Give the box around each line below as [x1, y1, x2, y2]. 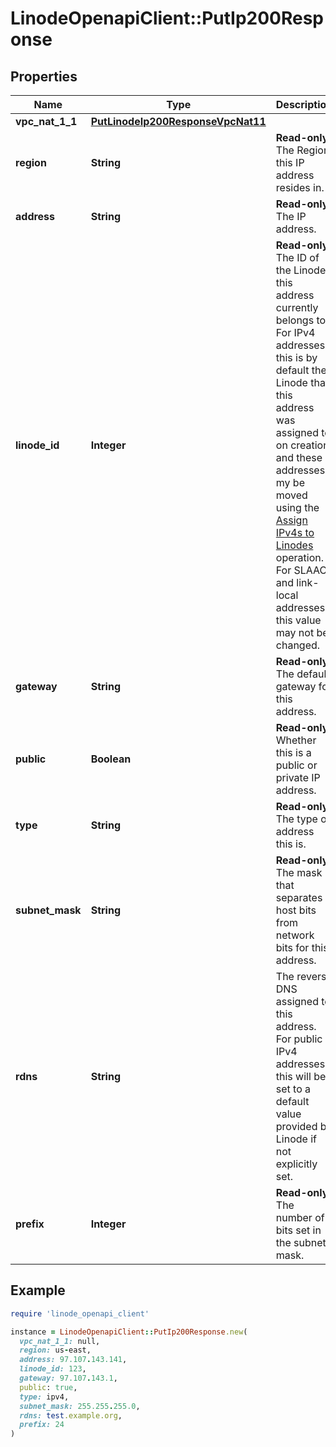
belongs [275, 313, 315, 327]
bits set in [275, 1223, 322, 1237]
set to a [275, 1082, 312, 1096]
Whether [275, 733, 317, 747]
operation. [275, 551, 324, 564]
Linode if [275, 1132, 317, 1146]
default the [275, 363, 327, 377]
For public [275, 1032, 323, 1046]
